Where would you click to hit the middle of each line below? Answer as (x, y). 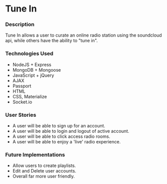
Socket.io (22, 102)
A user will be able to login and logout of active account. (71, 131)
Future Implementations (35, 155)
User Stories (21, 115)
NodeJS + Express (32, 64)
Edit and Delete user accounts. (44, 171)
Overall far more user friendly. (44, 176)
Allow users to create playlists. (44, 165)
